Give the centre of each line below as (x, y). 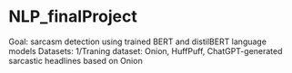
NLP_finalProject (73, 17)
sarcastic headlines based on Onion (76, 60)
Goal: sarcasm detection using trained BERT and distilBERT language (138, 41)
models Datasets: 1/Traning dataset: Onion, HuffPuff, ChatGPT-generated (146, 50)
